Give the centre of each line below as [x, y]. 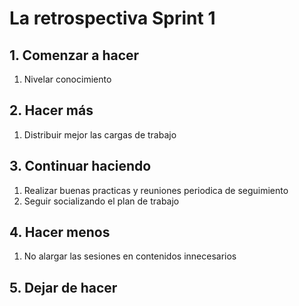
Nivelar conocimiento [67, 79]
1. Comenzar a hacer [74, 55]
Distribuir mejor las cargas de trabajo [100, 134]
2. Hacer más [51, 110]
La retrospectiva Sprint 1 [112, 18]
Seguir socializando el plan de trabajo [101, 201]
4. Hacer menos [60, 232]
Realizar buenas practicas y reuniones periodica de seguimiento [156, 190]
